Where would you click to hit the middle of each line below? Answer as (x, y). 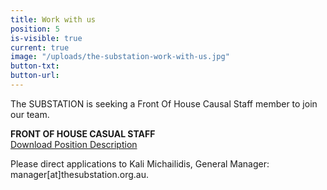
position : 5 (35, 29)
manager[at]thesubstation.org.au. (79, 174)
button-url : (35, 76)
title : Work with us (53, 19)
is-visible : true (46, 38)
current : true (40, 47)
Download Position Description (74, 144)
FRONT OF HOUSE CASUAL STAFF (83, 133)
